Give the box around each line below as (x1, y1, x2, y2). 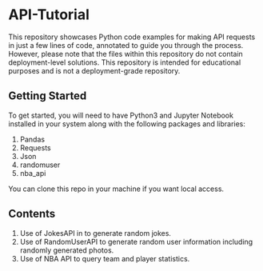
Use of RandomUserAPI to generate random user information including (19, 237, 253, 246)
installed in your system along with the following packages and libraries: (8, 118, 246, 129)
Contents (8, 207, 56, 221)
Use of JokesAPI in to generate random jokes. (19, 228, 172, 237)
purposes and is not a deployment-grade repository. (8, 66, 181, 75)
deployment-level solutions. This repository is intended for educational (8, 58, 241, 67)
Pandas (19, 134, 46, 144)
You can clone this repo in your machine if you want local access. (8, 184, 225, 193)
